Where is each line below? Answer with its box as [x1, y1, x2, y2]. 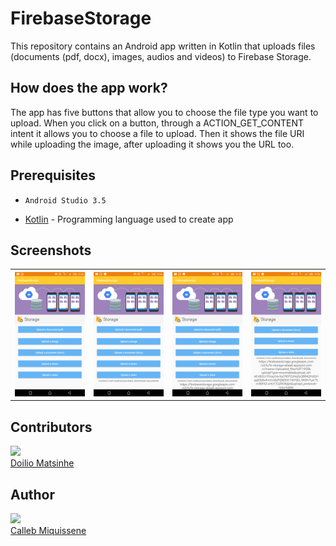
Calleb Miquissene [10, 525, 87, 537]
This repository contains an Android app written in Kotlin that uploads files [10, 40, 316, 52]
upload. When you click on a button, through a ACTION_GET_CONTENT [10, 117, 305, 129]
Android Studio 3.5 [24, 195, 107, 206]
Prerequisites [10, 167, 96, 184]
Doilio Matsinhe [10, 457, 75, 469]
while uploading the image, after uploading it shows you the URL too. [10, 138, 295, 150]
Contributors [10, 418, 93, 436]
